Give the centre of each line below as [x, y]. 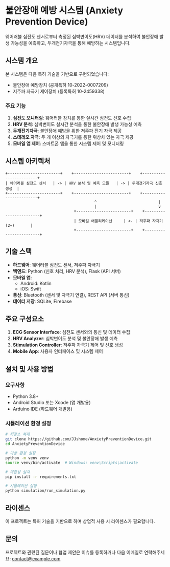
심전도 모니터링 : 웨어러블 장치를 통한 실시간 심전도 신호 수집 [72, 118]
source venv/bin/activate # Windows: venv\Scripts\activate [72, 463]
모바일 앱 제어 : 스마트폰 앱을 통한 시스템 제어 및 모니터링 [68, 143]
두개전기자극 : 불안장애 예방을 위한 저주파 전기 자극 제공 [67, 131]
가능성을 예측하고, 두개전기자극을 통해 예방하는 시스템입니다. [71, 43]
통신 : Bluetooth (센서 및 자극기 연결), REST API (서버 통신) [71, 295]
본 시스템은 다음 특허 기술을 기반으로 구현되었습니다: [57, 74]
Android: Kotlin [36, 283]
